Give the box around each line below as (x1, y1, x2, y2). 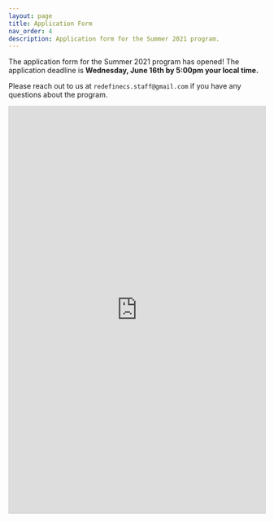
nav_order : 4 (8, 27, 53, 35)
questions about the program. (8, 90, 108, 100)
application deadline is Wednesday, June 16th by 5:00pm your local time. (8, 66, 259, 76)
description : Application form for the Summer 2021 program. (8, 34, 220, 43)
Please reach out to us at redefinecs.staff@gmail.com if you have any (8, 81, 241, 91)
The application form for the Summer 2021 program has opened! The (8, 57, 240, 67)
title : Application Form (8, 20, 93, 28)
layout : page (8, 11, 53, 20)
